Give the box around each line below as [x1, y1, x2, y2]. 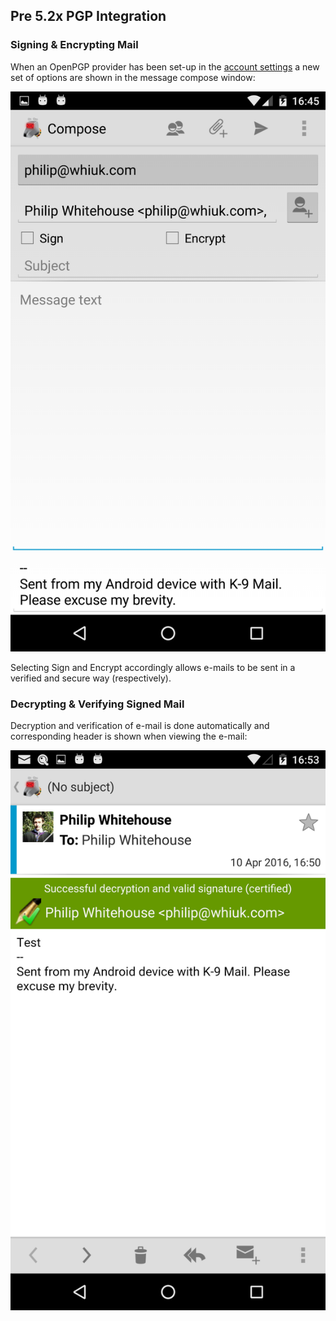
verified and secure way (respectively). [10, 672, 172, 684]
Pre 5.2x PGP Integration [10, 8, 167, 25]
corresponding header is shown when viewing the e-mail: [10, 730, 248, 742]
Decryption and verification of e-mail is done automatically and [10, 719, 270, 731]
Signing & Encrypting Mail [10, 38, 139, 52]
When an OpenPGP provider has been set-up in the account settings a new [10, 60, 320, 73]
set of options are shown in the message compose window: [10, 71, 256, 83]
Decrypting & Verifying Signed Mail [10, 697, 185, 711]
